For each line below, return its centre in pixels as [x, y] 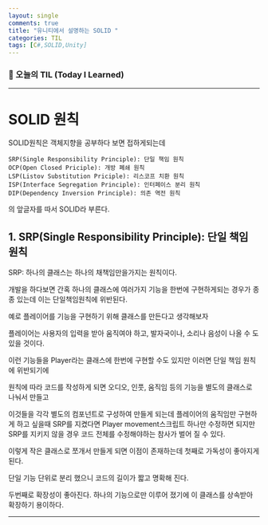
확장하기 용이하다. [36, 505]
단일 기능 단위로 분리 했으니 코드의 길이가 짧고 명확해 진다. [99, 478]
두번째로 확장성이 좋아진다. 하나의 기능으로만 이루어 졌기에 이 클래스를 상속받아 [131, 495]
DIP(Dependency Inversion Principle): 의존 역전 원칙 [95, 193]
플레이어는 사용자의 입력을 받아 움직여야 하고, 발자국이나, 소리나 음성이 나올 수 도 [134, 334]
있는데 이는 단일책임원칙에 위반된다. [72, 299]
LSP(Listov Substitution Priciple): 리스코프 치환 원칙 [97, 176]
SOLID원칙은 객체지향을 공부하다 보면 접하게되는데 [87, 143]
